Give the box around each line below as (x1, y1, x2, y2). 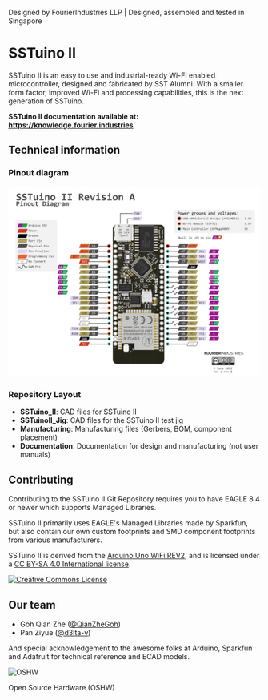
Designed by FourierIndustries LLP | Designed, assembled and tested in (8, 8, 245, 17)
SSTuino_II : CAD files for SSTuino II (19, 407, 138, 416)
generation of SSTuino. (8, 96, 84, 106)
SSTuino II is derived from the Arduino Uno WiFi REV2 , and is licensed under (8, 551, 260, 561)
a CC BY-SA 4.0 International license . (8, 559, 131, 569)
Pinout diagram (8, 167, 70, 179)
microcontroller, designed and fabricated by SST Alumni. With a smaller (8, 78, 244, 88)
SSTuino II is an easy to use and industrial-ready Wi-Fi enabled (8, 70, 216, 80)
